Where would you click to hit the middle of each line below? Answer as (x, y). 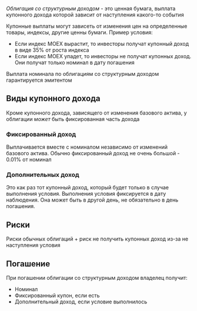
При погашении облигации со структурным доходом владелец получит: (97, 278)
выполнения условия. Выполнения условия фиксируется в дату (86, 194)
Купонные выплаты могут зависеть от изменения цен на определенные (97, 26)
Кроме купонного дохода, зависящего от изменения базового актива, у (96, 113)
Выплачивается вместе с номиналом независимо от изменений (87, 147)
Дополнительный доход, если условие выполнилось (81, 302)
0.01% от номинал (29, 160)
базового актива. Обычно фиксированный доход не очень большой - (93, 153)
